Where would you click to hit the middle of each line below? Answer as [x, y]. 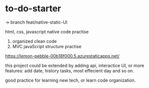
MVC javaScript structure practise [47, 46]
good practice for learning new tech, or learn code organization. [71, 80]
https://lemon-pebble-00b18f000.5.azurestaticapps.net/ [62, 56]
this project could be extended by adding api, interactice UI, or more [75, 65]
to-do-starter [33, 9]
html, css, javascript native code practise [47, 31]
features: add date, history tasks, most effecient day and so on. [70, 71]
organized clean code [34, 41]
